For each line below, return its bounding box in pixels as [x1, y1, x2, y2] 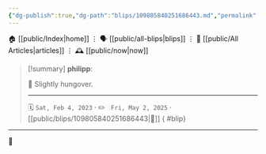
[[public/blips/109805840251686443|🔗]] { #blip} [27, 114, 186, 123]
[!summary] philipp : [27, 64, 93, 73]
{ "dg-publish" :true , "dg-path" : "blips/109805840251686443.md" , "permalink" [8, 11, 257, 20]
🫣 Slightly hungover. [27, 79, 93, 88]
